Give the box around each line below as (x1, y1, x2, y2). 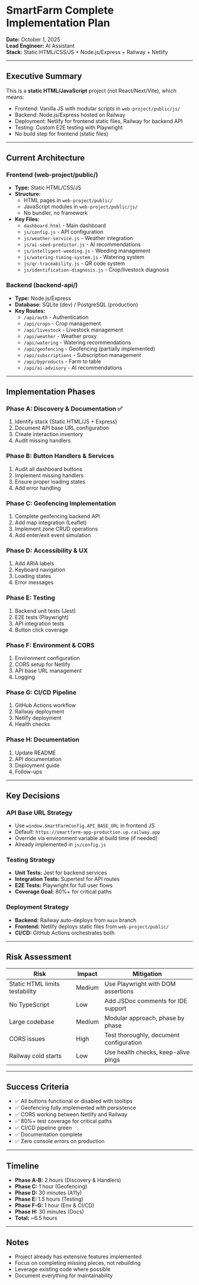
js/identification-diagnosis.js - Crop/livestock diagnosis (23, 266, 169, 273)
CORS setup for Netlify (14, 661, 71, 668)
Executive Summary (6, 71, 82, 81)
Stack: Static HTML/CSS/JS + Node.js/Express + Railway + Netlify (6, 48, 168, 55)
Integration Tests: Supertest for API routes (14, 876, 120, 883)
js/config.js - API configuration (23, 228, 104, 235)
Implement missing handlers (14, 472, 84, 479)
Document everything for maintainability (14, 1272, 113, 1279)
